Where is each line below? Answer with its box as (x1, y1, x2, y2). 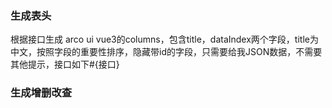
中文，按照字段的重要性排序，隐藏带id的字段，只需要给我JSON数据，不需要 (10, 46, 323, 58)
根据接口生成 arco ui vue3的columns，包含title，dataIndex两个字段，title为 (10, 33, 319, 46)
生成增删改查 (10, 86, 73, 100)
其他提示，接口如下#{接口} (10, 58, 120, 71)
